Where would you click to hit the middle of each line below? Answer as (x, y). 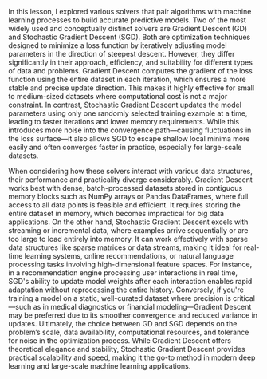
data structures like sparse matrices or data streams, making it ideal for (125, 247)
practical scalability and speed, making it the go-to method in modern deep (132, 357)
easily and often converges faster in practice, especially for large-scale (125, 147)
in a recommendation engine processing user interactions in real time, (123, 273)
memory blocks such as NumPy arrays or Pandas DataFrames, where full (128, 196)
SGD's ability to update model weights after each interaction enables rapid (130, 281)
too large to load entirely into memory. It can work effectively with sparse (128, 239)
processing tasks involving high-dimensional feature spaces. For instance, (130, 264)
